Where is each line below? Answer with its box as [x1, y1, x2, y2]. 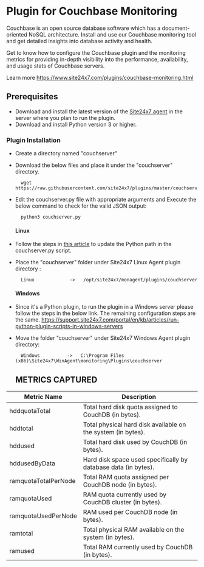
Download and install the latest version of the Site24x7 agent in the [15, 108, 183, 115]
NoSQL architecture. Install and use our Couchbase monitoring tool [28, 30, 196, 38]
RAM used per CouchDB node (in [83, 508, 178, 516]
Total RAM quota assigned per [83, 473, 169, 482]
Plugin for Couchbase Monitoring [6, 4, 178, 18]
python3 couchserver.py [21, 214, 81, 220]
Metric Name [24, 393, 63, 401]
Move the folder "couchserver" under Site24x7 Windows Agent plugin [15, 334, 191, 342]
